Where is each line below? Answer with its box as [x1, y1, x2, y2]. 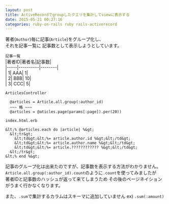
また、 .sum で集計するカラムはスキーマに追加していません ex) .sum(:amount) [5, 193, 164, 199]
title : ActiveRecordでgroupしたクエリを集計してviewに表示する [5, 12, 130, 17]
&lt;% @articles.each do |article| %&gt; [5, 127, 95, 132]
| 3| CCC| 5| [5, 81, 31, 87]
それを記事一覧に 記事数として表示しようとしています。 [5, 43, 122, 49]
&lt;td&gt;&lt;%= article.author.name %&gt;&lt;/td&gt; [14, 140, 136, 145]
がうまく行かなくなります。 [5, 183, 63, 189]
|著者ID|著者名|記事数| [5, 59, 52, 65]
